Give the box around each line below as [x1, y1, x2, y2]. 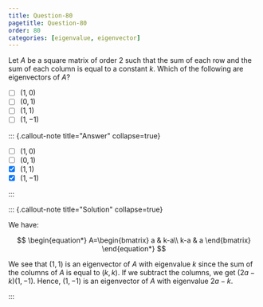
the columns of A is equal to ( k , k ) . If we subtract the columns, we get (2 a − [8, 267, 255, 277]
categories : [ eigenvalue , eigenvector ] [8, 33, 141, 42]
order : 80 [8, 26, 41, 34]
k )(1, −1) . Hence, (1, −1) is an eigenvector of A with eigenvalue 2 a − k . [8, 276, 234, 286]
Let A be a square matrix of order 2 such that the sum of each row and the [8, 56, 253, 65]
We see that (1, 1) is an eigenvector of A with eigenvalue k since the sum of [8, 259, 253, 269]
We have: [8, 220, 39, 229]
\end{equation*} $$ [101, 243, 167, 253]
